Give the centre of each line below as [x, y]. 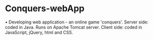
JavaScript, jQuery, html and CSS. [39, 32]
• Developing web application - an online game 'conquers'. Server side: [77, 22]
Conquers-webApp [45, 9]
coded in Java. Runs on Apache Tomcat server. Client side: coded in [74, 27]
